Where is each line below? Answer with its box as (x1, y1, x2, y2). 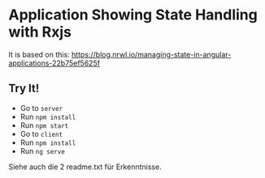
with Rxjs (8, 23, 72, 41)
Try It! (8, 82, 40, 95)
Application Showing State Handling (8, 6, 258, 24)
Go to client (20, 129, 63, 138)
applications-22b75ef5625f (8, 58, 100, 68)
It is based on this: (8, 49, 71, 59)
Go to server (20, 103, 63, 112)
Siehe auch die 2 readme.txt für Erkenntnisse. (8, 162, 162, 172)
